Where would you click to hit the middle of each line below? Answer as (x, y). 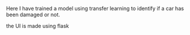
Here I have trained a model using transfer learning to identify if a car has (95, 8)
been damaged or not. (33, 15)
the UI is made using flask (37, 26)
